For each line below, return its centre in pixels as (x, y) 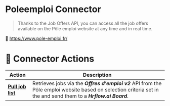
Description (97, 75)
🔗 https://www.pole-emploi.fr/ (36, 38)
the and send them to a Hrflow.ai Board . (80, 96)
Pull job (17, 86)
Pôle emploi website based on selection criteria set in (95, 89)
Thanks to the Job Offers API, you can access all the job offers (83, 23)
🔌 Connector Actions (50, 59)
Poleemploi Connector (53, 9)
